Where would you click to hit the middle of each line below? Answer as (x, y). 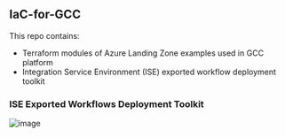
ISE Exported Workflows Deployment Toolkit (107, 103)
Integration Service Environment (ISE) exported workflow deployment (149, 72)
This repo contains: (44, 35)
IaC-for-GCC (45, 15)
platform (37, 62)
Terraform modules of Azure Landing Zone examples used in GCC (143, 53)
